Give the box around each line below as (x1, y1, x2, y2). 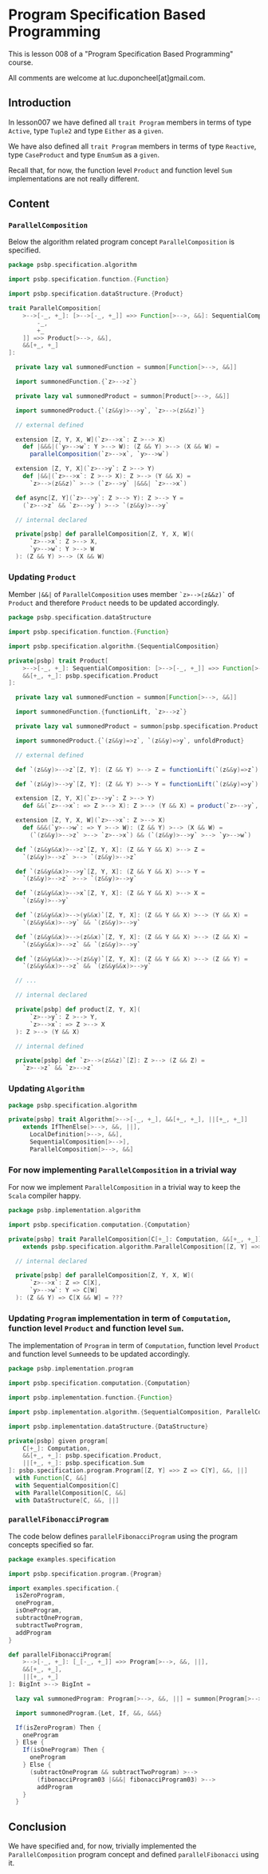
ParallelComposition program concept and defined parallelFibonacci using (8, 1850, 259, 1860)
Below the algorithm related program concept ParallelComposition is (8, 237, 235, 247)
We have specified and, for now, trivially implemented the (8, 1841, 197, 1851)
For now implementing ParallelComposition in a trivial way (8, 1164, 237, 1176)
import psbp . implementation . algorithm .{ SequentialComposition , (8, 1408, 223, 1416)
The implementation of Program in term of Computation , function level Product (8, 1341, 260, 1351)
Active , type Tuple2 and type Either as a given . (8, 125, 164, 135)
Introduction (8, 96, 72, 109)
